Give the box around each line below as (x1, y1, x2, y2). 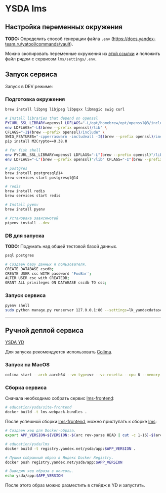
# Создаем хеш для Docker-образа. (5, 428, 77, 433)
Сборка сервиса (5, 384, 47, 391)
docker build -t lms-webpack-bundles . (5, 409, 87, 415)
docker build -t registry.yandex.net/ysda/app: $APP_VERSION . (5, 446, 136, 451)
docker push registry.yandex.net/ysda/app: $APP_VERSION (5, 460, 123, 465)
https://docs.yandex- (113, 36, 156, 42)
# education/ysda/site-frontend (5, 405, 72, 410)
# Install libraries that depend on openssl (5, 116, 98, 121)
